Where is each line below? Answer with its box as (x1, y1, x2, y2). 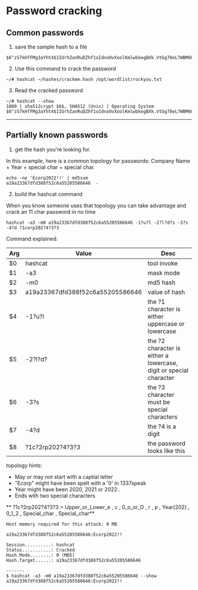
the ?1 (147, 297, 166, 305)
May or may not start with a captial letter (14, 473, 113, 480)
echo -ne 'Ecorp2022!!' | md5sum (6, 175, 88, 181)
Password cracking (6, 4, 103, 18)
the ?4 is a (147, 422, 177, 431)
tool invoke (147, 259, 178, 267)
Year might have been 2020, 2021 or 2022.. (14, 485, 121, 493)
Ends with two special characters (14, 492, 95, 499)
